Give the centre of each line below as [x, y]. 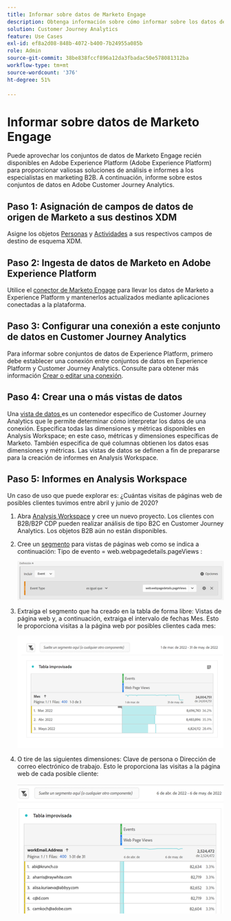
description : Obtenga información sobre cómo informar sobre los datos [112, 22]
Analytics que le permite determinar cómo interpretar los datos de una [107, 421]
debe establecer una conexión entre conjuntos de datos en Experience [108, 360]
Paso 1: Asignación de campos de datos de [100, 206]
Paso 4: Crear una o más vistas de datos [95, 397]
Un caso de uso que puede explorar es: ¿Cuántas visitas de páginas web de [115, 496]
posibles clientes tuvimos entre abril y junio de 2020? [83, 503]
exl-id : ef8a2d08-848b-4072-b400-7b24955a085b [75, 44]
